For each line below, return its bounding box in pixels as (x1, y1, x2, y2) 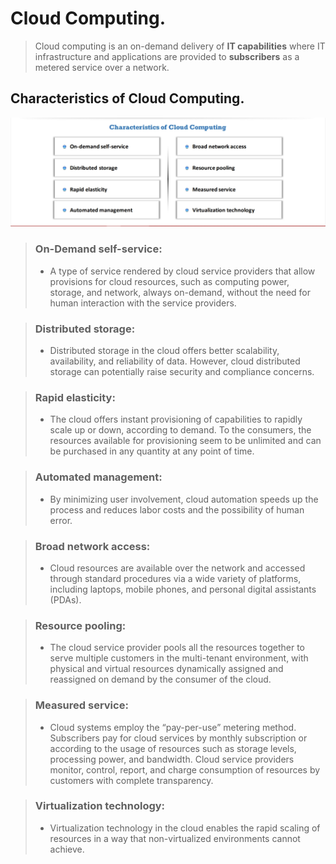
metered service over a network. (34, 61, 170, 73)
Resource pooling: (34, 618, 127, 632)
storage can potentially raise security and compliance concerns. (49, 366, 315, 378)
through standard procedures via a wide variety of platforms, (49, 572, 302, 584)
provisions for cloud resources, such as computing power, (49, 275, 290, 287)
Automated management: (34, 470, 163, 484)
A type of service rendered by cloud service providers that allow (49, 265, 316, 277)
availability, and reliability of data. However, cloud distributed (49, 355, 301, 367)
